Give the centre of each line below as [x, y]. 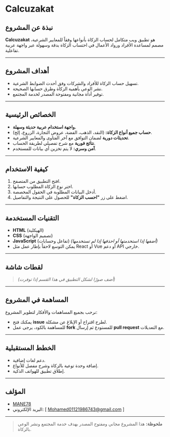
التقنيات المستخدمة [32, 218]
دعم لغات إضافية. [29, 360]
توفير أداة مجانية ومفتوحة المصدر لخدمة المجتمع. [58, 94]
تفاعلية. [12, 50]
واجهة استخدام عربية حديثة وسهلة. [45, 127]
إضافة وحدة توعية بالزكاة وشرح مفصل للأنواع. [55, 366]
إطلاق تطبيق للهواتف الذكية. [39, 371]
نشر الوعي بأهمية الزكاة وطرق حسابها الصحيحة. [57, 89]
